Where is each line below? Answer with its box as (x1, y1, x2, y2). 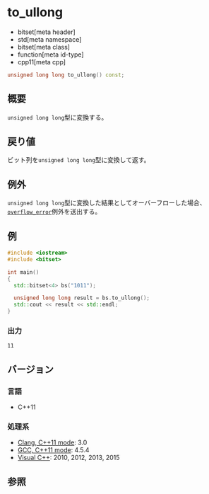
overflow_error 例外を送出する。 (7, 207, 102, 216)
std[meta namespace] (17, 35, 82, 43)
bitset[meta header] (17, 28, 76, 36)
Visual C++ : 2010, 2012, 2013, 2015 (17, 454, 120, 462)
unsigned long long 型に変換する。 (7, 113, 108, 121)
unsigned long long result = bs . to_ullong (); (13, 294, 150, 301)
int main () (7, 268, 40, 276)
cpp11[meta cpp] (17, 57, 66, 66)
